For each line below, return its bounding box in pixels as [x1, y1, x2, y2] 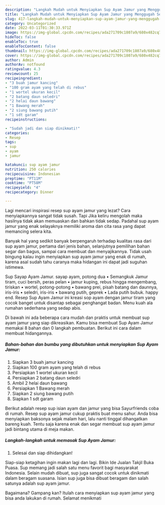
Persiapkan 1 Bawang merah [12, 385, 70, 391]
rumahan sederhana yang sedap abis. [5, 305, 82, 311]
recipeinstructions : [5, 117, 48, 122]
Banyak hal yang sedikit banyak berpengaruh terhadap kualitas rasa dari [5, 238, 151, 244]
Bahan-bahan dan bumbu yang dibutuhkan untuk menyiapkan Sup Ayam [5, 342, 159, 347]
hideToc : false [5, 35, 36, 40]
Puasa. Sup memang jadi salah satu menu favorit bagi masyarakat [5, 465, 138, 471]
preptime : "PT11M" [5, 176, 43, 181]
